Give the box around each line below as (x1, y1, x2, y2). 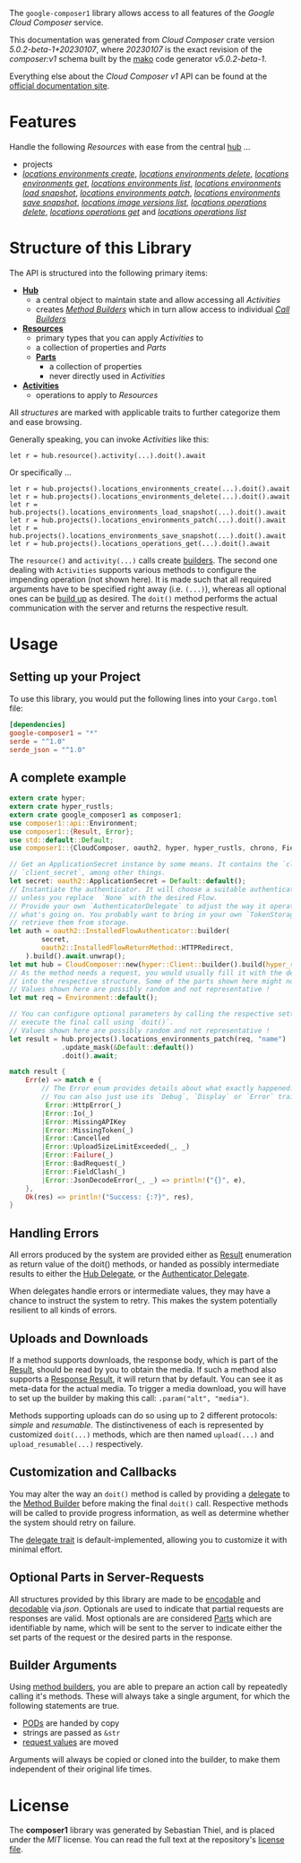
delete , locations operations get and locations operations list (21, 206, 247, 217)
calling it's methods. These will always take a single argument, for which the (9, 1691, 290, 1702)
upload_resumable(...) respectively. (9, 1438, 143, 1449)
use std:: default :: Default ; (9, 836, 115, 845)
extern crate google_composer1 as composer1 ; (9, 810, 182, 819)
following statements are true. (9, 1701, 120, 1711)
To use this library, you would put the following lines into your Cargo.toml (9, 693, 278, 704)
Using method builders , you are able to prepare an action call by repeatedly (9, 1681, 288, 1693)
